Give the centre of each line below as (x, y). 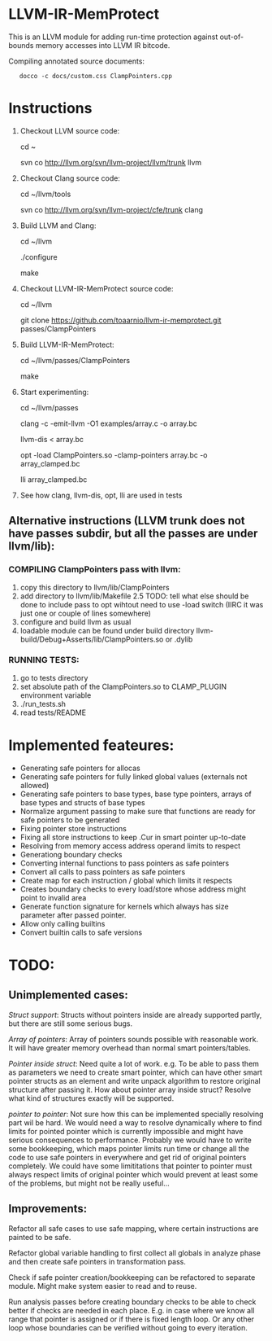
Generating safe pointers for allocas (80, 768)
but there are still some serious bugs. (70, 1023)
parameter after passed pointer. (73, 915)
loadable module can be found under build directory (107, 630)
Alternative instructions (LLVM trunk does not (127, 521)
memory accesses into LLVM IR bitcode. (103, 45)
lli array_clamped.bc (54, 479)
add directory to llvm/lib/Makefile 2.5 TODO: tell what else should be (134, 596)
